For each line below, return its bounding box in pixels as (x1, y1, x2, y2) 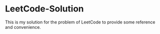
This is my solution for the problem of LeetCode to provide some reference (5, 19, 156, 25)
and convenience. (5, 24, 41, 30)
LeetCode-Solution (5, 3, 84, 14)
